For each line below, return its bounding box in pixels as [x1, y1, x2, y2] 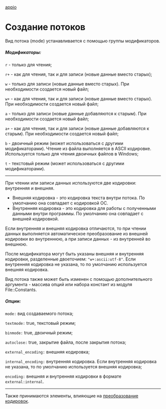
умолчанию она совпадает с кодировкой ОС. [12, 200, 109, 206]
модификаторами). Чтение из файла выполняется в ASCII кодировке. [5, 146, 152, 152]
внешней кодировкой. [12, 215, 59, 222]
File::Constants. [5, 287, 37, 293]
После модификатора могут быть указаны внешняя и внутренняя [5, 251, 144, 256]
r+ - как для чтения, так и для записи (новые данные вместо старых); [5, 71, 152, 77]
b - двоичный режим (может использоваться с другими [5, 140, 124, 146]
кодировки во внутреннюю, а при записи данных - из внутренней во [5, 236, 151, 242]
